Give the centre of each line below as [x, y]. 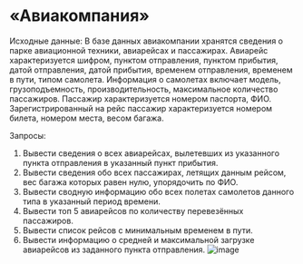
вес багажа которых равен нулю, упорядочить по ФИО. [130, 181]
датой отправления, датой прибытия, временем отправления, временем [151, 70]
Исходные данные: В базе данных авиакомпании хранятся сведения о [147, 41]
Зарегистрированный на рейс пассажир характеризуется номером [141, 108]
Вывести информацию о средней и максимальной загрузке [138, 240]
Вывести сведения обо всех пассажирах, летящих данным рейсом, [154, 172]
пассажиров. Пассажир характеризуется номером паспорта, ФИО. [141, 98]
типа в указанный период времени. [92, 201]
